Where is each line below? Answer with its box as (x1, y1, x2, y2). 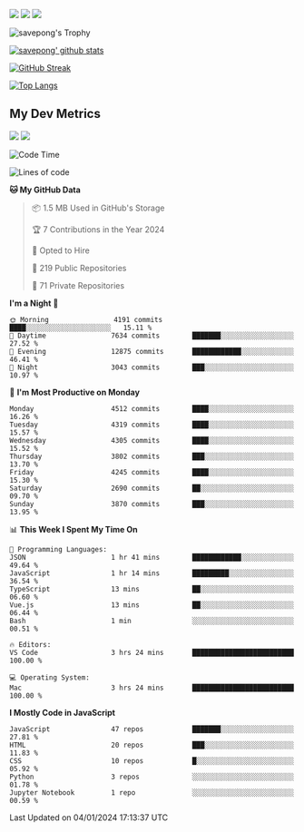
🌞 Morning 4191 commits (9, 315, 163, 324)
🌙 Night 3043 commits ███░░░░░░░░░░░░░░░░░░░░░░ (9, 363, 295, 372)
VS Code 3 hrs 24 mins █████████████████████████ (9, 648, 295, 657)
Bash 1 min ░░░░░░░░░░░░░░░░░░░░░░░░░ (9, 616, 295, 625)
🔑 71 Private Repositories (31, 279, 125, 290)
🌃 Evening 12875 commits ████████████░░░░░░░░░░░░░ (9, 347, 295, 356)
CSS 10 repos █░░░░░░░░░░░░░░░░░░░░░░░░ (9, 756, 295, 766)
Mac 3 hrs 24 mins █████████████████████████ (9, 683, 295, 692)
